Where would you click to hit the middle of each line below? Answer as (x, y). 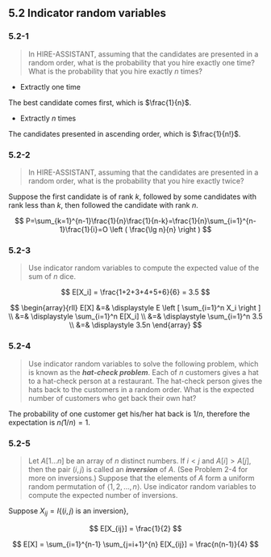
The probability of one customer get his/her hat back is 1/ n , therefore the (129, 414)
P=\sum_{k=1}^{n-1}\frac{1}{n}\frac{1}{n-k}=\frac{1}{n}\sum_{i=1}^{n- (141, 221)
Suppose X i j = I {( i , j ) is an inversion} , (69, 511)
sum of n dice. (52, 276)
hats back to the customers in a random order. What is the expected (141, 389)
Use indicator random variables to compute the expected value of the (144, 268)
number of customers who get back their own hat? (112, 398)
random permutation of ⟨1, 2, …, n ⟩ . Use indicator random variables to (142, 486)
